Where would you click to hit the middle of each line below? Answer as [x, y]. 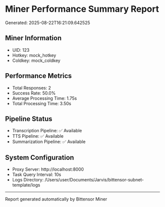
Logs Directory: [28, 180]
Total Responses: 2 [32, 88]
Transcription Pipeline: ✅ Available [47, 131]
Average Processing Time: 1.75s [44, 98]
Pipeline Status [29, 119]
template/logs [26, 185]
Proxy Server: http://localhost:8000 [48, 169]
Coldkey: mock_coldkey [36, 60]
